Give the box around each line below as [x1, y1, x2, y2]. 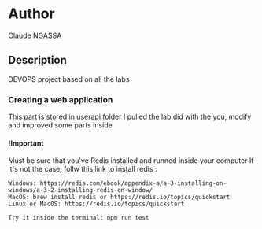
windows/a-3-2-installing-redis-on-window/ [8, 187, 153, 194]
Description [8, 54, 67, 67]
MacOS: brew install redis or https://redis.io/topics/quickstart [8, 194, 231, 201]
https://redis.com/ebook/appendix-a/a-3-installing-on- [39, 179, 227, 187]
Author [8, 5, 55, 23]
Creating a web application [8, 94, 113, 105]
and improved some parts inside [8, 120, 113, 130]
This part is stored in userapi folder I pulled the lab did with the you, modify [8, 112, 252, 122]
